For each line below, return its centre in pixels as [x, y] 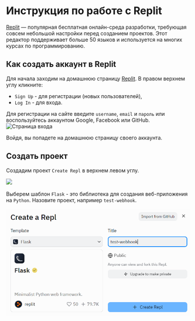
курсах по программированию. [46, 46]
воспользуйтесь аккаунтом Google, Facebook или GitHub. [78, 120]
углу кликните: [24, 85]
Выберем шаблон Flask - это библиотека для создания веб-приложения [97, 194]
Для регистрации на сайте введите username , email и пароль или [85, 113]
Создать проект [37, 156]
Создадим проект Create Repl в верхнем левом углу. [73, 170]
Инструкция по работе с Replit [84, 11]
